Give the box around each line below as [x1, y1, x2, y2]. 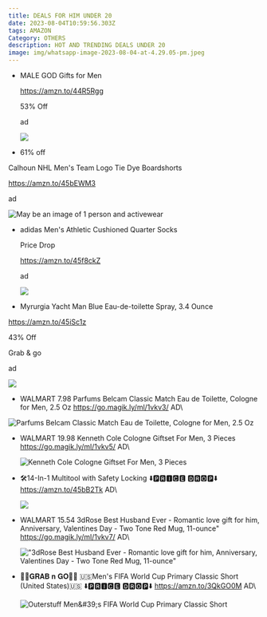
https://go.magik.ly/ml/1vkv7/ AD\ [19, 532, 130, 541]
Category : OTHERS [8, 34, 66, 42]
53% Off [19, 101, 48, 111]
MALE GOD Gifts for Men [19, 71, 102, 80]
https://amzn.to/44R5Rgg [19, 86, 104, 96]
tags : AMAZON [8, 26, 52, 34]
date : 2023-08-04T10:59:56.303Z [8, 19, 116, 27]
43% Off [8, 333, 37, 342]
